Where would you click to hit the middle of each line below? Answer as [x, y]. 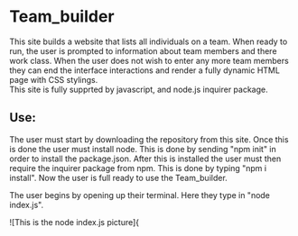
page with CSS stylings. [54, 79]
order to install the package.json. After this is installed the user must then [145, 159]
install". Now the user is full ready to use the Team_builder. [118, 177]
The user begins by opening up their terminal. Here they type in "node [140, 195]
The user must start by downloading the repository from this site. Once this [149, 139]
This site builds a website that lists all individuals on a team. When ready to [149, 41]
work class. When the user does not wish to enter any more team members [149, 60]
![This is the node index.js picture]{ [74, 222]
